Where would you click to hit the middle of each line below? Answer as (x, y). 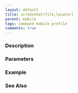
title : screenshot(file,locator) (39, 14)
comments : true (21, 28)
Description (19, 46)
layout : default (22, 10)
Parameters (19, 59)
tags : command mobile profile (36, 24)
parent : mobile (21, 19)
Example (16, 72)
